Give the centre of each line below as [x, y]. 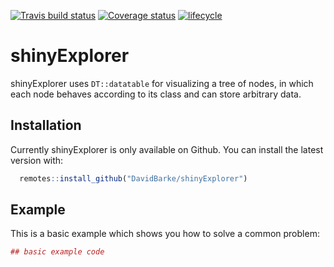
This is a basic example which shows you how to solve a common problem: [165, 234]
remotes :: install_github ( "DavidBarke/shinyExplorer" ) [133, 178]
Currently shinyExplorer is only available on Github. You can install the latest [167, 149]
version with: [37, 160]
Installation [46, 125]
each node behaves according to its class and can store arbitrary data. [156, 94]
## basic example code [57, 252]
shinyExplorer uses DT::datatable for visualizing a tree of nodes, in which [162, 83]
